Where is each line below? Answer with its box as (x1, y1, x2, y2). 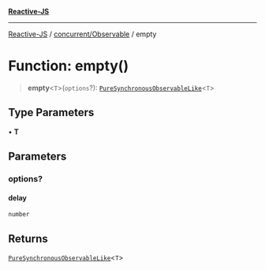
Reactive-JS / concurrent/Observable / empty (8, 29, 157, 39)
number (8, 211, 30, 219)
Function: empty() (8, 57, 129, 75)
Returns (8, 232, 49, 246)
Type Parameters (8, 106, 95, 119)
